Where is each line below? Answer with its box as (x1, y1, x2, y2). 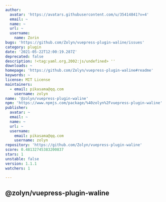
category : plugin (5, 45, 42, 50)
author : (5, 7, 22, 13)
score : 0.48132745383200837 (5, 147, 64, 152)
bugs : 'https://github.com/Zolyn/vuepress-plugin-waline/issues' (5, 40, 144, 45)
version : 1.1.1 (5, 161, 37, 166)
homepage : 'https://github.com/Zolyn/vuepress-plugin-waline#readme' (5, 68, 154, 73)
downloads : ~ (5, 63, 33, 68)
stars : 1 (5, 152, 24, 157)
